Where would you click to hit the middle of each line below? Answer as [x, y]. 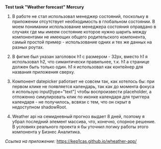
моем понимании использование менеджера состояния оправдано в [84, 27]
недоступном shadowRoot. [40, 107]
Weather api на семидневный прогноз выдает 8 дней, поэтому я [78, 116]
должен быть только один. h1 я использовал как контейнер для [78, 67]
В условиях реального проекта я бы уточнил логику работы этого [80, 127]
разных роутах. [28, 47]
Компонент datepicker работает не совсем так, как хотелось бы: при [83, 81]
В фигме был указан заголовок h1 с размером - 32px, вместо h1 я [80, 57]
